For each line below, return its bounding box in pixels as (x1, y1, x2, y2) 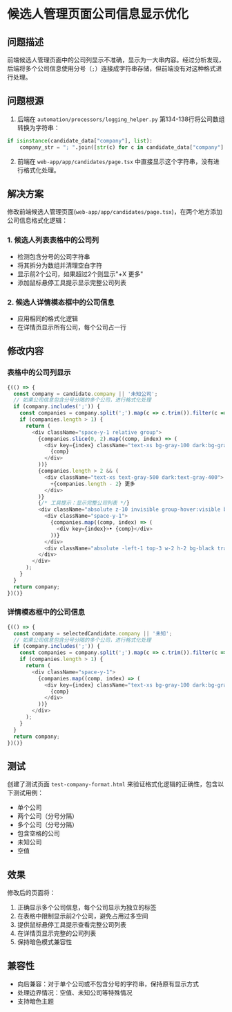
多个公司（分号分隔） (17, 821, 78, 829)
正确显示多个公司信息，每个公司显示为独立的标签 (17, 903, 157, 912)
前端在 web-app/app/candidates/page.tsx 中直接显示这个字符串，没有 (17, 157, 214, 165)
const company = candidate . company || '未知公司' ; (13, 390, 158, 397)
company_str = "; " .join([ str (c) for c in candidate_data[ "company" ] (19, 143, 224, 151)
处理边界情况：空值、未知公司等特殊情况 (17, 988, 133, 997)
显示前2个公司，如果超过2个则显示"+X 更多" (17, 269, 144, 278)
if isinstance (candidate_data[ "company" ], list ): (7, 137, 153, 144)
